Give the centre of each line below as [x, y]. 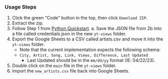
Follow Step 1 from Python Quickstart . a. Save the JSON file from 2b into [87, 28]
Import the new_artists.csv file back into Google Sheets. [71, 71]
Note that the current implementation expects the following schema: [90, 50]
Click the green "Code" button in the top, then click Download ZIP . [80, 18]
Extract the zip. [28, 23]
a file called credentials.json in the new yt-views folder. [69, 34]
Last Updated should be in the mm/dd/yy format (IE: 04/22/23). [91, 60]
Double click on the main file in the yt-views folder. [64, 65]
